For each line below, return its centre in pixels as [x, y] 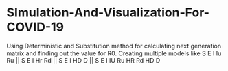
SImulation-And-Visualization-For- [108, 13]
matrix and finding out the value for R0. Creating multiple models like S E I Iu [114, 53]
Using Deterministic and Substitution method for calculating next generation [114, 46]
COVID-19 [35, 27]
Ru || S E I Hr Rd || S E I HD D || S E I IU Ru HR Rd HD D [83, 60]
